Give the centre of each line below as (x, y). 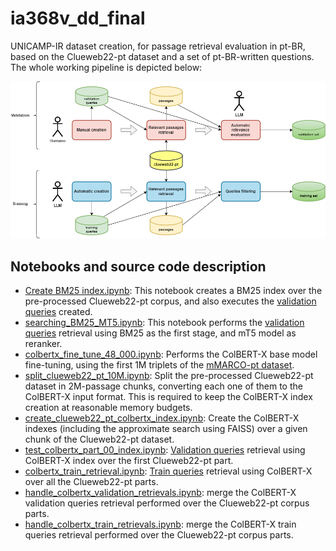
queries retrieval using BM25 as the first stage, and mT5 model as (160, 333)
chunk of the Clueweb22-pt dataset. (99, 439)
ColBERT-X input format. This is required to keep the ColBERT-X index (168, 397)
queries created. (58, 312)
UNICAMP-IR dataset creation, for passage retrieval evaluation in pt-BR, (158, 46)
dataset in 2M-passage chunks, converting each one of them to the (163, 386)
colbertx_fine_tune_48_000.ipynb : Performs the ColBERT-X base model (171, 354)
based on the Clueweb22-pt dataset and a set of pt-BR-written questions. (162, 56)
